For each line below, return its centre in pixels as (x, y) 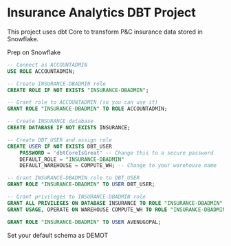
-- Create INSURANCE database (51, 122)
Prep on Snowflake (34, 52)
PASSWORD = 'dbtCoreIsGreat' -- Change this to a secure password (117, 153)
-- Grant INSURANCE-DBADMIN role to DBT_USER (73, 178)
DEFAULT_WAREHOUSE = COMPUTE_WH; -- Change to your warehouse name (118, 166)
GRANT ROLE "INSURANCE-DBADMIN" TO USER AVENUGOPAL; (84, 222)
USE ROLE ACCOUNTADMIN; (41, 71)
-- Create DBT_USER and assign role (59, 140)
